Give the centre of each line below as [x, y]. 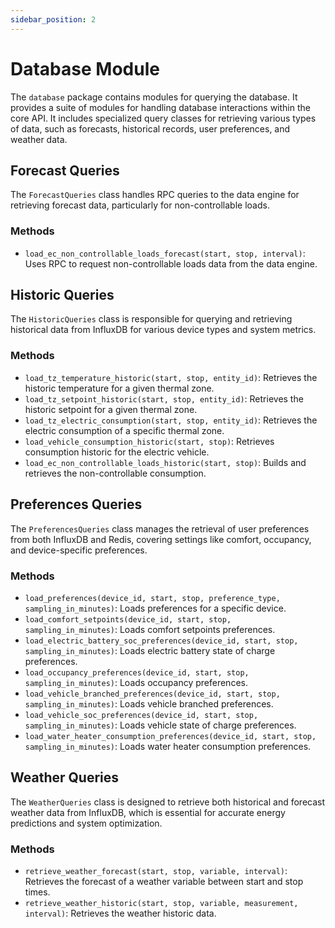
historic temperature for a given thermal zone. [119, 388]
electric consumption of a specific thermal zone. [124, 430]
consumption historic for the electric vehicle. [117, 452]
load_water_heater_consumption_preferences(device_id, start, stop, [170, 736]
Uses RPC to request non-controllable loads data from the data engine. [171, 263]
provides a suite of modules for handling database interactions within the [160, 107]
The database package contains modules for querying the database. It [154, 97]
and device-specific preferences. [79, 550]
